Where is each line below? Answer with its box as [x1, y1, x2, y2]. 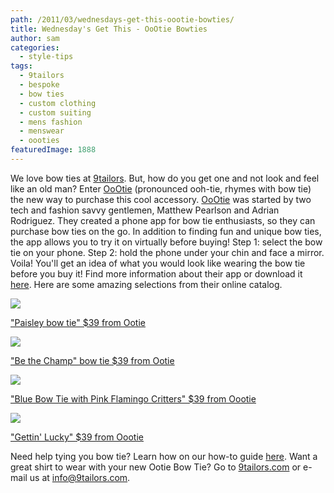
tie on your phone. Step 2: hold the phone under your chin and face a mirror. [10, 246, 325, 258]
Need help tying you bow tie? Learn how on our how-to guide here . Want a [10, 450, 318, 462]
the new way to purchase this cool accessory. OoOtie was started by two [10, 193, 312, 205]
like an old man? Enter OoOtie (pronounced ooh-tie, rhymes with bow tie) [10, 182, 312, 195]
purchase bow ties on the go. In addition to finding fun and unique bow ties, [10, 225, 322, 237]
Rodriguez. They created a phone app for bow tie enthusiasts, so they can [10, 214, 316, 226]
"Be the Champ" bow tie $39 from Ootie [10, 354, 175, 366]
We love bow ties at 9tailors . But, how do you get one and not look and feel [10, 172, 320, 184]
